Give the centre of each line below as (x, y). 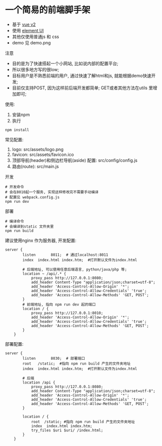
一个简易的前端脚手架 (48, 10)
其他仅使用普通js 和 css (36, 37)
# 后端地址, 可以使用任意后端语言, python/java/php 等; (75, 269)
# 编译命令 (15, 221)
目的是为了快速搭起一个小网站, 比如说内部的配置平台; (65, 63)
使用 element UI (28, 30)
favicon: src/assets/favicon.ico (43, 155)
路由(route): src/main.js (36, 166)
